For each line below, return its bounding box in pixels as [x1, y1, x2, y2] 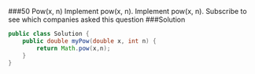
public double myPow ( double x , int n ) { [22, 37, 157, 45]
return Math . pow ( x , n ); [36, 44, 111, 52]
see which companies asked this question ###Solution [8, 15, 186, 24]
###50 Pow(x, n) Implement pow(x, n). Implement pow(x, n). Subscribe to [8, 7, 247, 16]
